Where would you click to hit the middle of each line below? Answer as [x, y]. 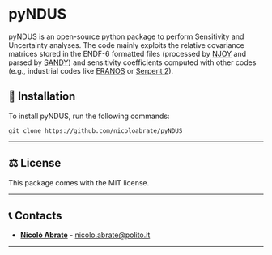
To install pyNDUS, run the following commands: [89, 116]
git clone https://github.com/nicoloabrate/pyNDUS [96, 130]
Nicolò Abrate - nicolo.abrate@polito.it [85, 235]
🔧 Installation [42, 97]
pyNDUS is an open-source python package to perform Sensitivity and [126, 36]
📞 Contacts [35, 215]
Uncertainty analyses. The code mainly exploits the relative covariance [126, 45]
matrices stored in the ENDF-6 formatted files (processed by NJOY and [127, 53]
